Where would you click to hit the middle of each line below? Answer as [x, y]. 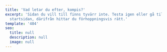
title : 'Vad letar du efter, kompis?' [45, 10]
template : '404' [22, 24]
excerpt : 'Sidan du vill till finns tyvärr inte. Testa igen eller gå [80, 14]
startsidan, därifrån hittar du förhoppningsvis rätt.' [69, 19]
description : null [29, 38]
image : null [22, 42]
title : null [22, 33]
